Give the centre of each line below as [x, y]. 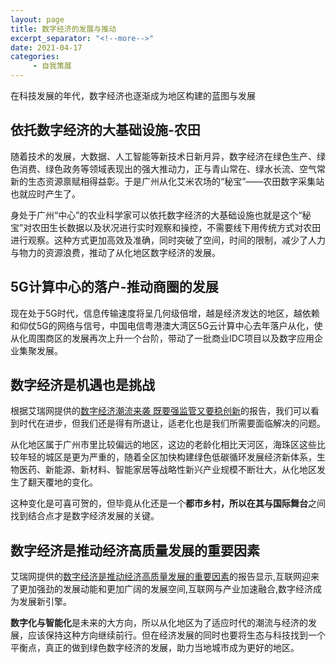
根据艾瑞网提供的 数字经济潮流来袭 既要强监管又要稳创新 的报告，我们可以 [160, 411]
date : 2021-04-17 [46, 47]
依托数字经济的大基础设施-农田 [105, 130]
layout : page [37, 19]
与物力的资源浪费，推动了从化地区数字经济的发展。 [115, 252]
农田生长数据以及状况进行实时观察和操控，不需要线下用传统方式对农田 [176, 227]
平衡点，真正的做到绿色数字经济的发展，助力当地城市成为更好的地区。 [155, 648]
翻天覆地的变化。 [62, 482]
